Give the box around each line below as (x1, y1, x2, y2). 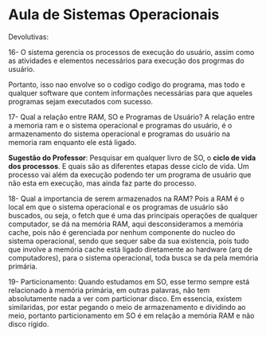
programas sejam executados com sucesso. (8, 96, 154, 106)
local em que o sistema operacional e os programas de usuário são (8, 202, 229, 212)
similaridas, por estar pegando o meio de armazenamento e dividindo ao (8, 302, 246, 312)
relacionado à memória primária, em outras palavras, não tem (8, 285, 210, 295)
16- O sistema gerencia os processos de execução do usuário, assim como (8, 47, 255, 57)
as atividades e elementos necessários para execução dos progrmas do (8, 56, 244, 65)
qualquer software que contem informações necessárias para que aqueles (8, 88, 253, 97)
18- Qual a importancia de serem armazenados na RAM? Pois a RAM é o (8, 194, 245, 203)
